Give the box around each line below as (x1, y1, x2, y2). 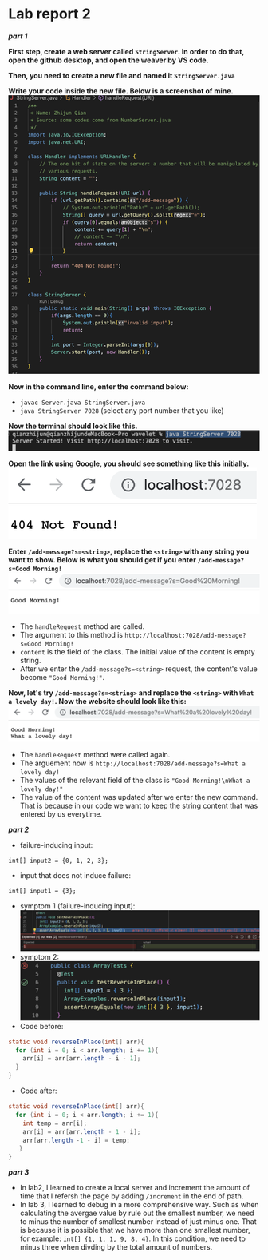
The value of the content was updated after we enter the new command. (19, 793, 258, 802)
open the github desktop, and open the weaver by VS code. (8, 55, 209, 65)
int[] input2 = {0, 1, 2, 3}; (8, 857, 109, 865)
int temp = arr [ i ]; (22, 1119, 88, 1127)
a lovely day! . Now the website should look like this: (8, 696, 187, 706)
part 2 (8, 825, 30, 835)
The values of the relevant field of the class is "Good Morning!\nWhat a (19, 776, 250, 785)
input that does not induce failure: (19, 871, 132, 880)
